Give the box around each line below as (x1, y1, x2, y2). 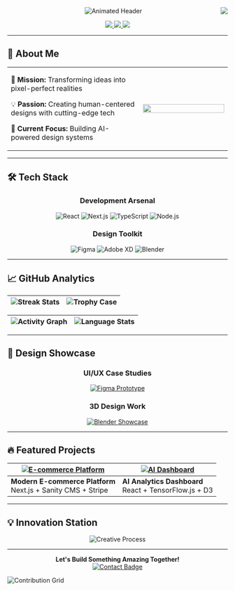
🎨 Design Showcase (7, 347, 96, 359)
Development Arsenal (80, 196, 155, 205)
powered (10, 132, 41, 142)
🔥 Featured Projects (7, 444, 96, 456)
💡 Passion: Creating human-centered (10, 99, 135, 109)
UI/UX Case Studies (83, 368, 152, 378)
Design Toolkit (92, 229, 143, 239)
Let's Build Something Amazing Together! (55, 555, 180, 564)
